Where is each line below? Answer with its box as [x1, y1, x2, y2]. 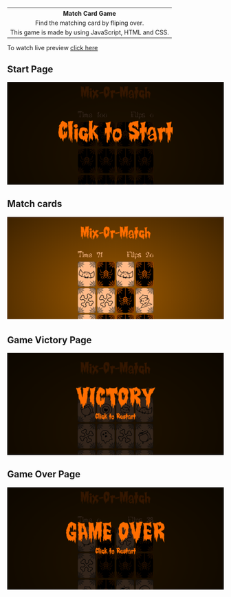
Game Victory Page [7, 334, 92, 346]
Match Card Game [63, 9, 117, 17]
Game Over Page [7, 468, 81, 480]
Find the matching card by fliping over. [35, 19, 144, 27]
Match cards [7, 198, 63, 210]
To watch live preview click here [7, 43, 98, 52]
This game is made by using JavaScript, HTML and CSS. [10, 28, 170, 36]
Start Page [7, 63, 54, 75]
